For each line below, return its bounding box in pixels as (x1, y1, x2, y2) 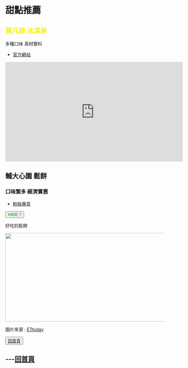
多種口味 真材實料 (5, 41, 42, 47)
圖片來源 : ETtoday (5, 326, 44, 332)
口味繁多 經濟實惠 (5, 188, 48, 195)
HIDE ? (8, 212, 22, 217)
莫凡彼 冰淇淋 (5, 26, 47, 35)
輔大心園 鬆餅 (5, 172, 47, 180)
